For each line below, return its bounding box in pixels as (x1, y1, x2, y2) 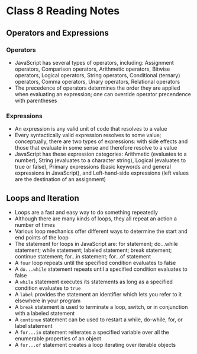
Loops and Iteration (6, 193, 80, 203)
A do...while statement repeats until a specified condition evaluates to (14, 265, 188, 273)
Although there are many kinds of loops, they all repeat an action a (14, 215, 177, 222)
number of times (14, 221, 55, 228)
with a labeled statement (14, 309, 75, 317)
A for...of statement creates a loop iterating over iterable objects (14, 341, 176, 348)
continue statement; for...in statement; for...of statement (14, 252, 151, 260)
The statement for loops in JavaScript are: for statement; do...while (14, 240, 179, 247)
